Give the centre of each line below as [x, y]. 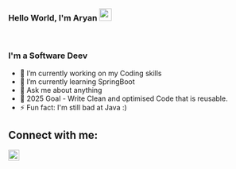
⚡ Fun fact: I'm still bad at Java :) [73, 107]
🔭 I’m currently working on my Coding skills [91, 73]
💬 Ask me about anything [61, 90]
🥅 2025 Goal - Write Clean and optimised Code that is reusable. [124, 98]
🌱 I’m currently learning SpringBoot [77, 81]
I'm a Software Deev [48, 56]
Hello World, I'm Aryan [53, 17]
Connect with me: [53, 135]
